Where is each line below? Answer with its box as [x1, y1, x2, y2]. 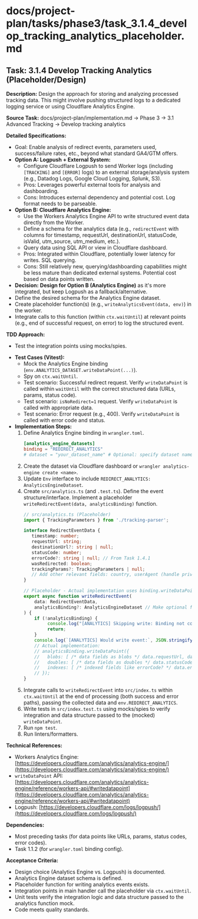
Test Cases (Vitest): [14, 354, 65, 361]
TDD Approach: [6, 331, 45, 338]
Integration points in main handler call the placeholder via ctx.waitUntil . [14, 887, 192, 894]
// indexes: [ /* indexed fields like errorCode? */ [34, 665, 172, 671]
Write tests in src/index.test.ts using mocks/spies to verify [23, 706, 171, 712]
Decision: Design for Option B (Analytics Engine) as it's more [14, 282, 166, 289]
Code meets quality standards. [14, 906, 90, 913]
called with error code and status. [23, 417, 105, 423]
